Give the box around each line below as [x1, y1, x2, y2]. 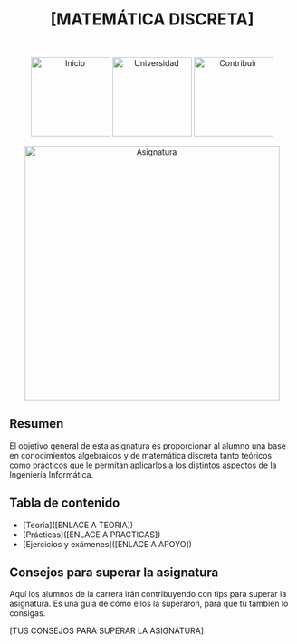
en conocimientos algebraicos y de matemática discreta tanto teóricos [9, 450, 273, 460]
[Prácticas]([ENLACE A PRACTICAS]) [22, 529, 161, 540]
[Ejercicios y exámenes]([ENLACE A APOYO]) [22, 538, 193, 549]
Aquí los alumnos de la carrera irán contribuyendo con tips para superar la [9, 589, 287, 600]
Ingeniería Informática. [9, 469, 94, 479]
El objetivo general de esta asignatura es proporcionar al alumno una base [9, 440, 287, 451]
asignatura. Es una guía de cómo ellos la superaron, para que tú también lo [9, 598, 289, 610]
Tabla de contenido [9, 496, 120, 511]
